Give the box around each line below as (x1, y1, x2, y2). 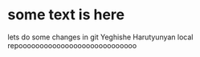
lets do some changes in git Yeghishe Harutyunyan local (7, 32, 194, 42)
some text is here (7, 6, 125, 24)
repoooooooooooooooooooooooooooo (7, 40, 137, 50)
